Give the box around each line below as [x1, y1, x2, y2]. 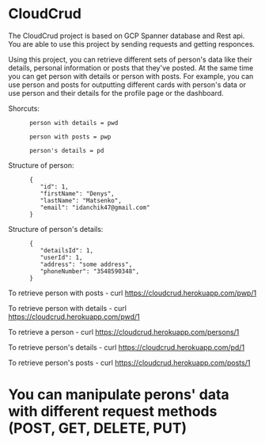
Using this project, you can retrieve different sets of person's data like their [8, 55, 253, 64]
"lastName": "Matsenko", [40, 196, 123, 204]
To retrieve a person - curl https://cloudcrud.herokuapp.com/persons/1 [8, 327, 240, 336]
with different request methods [8, 403, 218, 420]
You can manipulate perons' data [8, 385, 229, 404]
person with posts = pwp [28, 132, 112, 141]
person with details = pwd [28, 119, 119, 127]
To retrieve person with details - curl [8, 303, 127, 313]
